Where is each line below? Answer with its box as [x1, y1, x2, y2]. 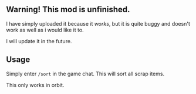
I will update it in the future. [6, 37, 72, 44]
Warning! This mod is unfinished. [6, 5, 130, 15]
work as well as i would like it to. [6, 26, 84, 33]
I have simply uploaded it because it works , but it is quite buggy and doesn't [6, 20, 191, 27]
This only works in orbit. [6, 81, 65, 88]
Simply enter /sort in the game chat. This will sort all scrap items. [6, 70, 165, 77]
